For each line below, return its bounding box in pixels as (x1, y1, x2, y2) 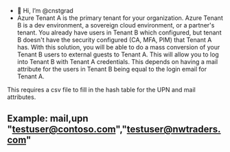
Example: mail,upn (7, 113, 89, 124)
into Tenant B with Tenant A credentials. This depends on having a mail (16, 58, 218, 65)
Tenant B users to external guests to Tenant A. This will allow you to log (16, 50, 220, 58)
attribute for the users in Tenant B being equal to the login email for (16, 65, 207, 73)
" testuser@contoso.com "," (7, 124, 127, 135)
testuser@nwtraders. (126, 124, 221, 135)
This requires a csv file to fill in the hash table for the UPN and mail (7, 86, 196, 94)
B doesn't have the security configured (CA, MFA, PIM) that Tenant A (16, 36, 212, 44)
